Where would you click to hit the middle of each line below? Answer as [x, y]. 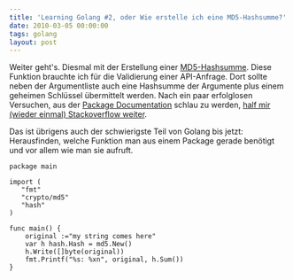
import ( [25, 183]
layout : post [33, 42]
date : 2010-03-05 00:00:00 [59, 26]
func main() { [35, 229]
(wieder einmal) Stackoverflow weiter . [78, 114]
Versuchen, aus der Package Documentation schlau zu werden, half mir [140, 105]
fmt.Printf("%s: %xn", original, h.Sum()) [104, 260]
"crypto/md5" [45, 198]
